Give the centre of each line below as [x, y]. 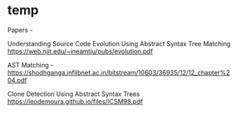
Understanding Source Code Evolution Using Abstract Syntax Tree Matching [119, 43]
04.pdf [17, 80]
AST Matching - [31, 65]
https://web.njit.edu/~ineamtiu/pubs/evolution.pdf [80, 51]
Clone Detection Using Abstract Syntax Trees [74, 94]
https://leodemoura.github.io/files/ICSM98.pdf [75, 101]
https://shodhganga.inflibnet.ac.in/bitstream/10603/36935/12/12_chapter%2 [119, 72]
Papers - [20, 30]
